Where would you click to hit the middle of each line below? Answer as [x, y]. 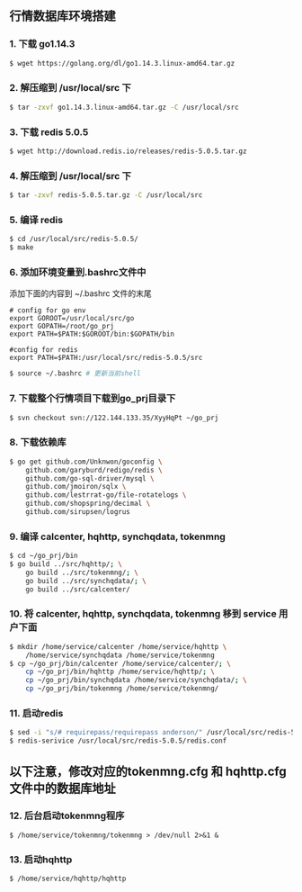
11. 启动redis [36, 714]
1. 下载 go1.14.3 [42, 44]
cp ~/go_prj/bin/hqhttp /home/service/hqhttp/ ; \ [120, 672]
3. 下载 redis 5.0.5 [49, 131]
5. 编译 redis [36, 220]
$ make [22, 248]
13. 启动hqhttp [41, 860]
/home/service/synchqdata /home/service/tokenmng [120, 655]
